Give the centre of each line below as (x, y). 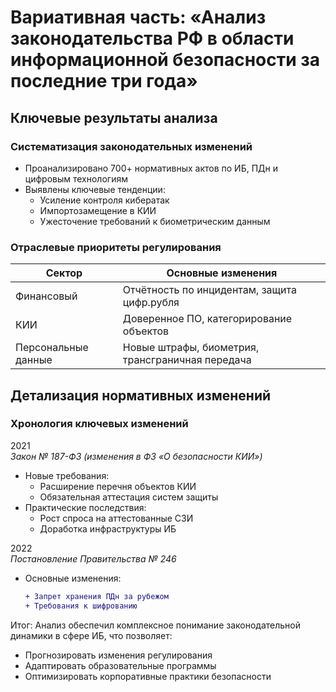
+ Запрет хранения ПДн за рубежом (96, 596)
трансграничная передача (187, 360)
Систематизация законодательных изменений (131, 146)
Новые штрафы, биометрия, (191, 348)
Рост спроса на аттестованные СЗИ (116, 518)
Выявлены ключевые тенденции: (95, 189)
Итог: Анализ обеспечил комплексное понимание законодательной (155, 625)
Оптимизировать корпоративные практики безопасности (148, 676)
